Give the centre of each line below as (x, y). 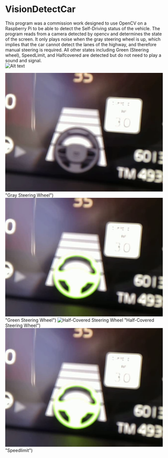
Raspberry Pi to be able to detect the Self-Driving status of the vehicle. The (83, 28)
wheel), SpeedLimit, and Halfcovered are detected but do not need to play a (83, 55)
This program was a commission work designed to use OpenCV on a (76, 23)
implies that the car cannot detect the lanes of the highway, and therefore (81, 44)
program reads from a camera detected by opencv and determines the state (83, 34)
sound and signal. (23, 60)
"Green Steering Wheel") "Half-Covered (80, 320)
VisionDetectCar (40, 9)
